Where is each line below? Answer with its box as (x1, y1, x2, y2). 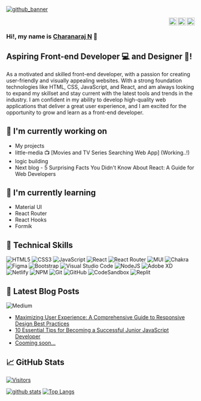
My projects (14, 142, 45, 149)
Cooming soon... (14, 339, 56, 346)
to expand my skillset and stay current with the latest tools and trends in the (6, 89, 193, 97)
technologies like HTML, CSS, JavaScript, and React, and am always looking (6, 83, 194, 90)
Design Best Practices (14, 320, 70, 327)
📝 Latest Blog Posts (6, 286, 80, 297)
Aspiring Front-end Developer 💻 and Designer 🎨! (6, 52, 193, 62)
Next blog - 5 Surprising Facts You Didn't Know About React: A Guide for (14, 164, 194, 171)
